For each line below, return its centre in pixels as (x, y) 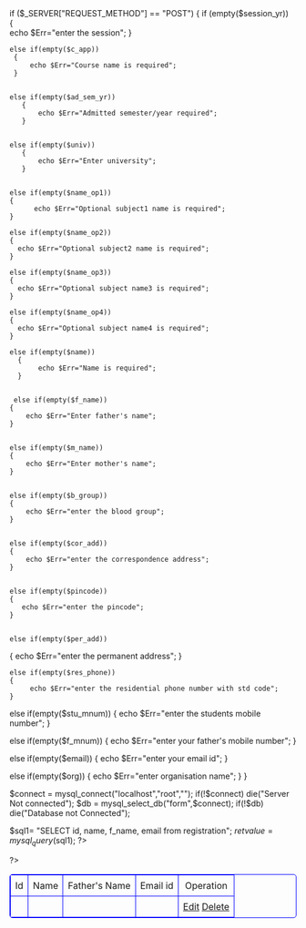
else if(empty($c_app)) (55, 49)
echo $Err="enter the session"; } (71, 33)
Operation (206, 885)
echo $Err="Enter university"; (97, 161)
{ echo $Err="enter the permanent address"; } (96, 656)
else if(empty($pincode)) (58, 591)
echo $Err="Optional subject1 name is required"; (129, 209)
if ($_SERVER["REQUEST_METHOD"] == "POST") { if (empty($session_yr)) (149, 13)
